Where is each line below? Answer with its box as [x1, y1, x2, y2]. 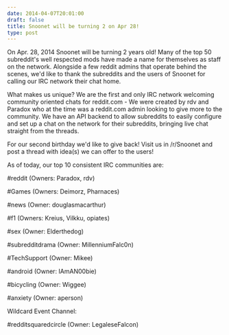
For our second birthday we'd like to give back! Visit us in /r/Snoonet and [7, 140, 213, 148]
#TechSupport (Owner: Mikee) [7, 254, 93, 262]
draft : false [7, 16, 45, 23]
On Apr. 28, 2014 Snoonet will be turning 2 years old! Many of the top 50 [7, 48, 212, 56]
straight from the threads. [7, 127, 80, 135]
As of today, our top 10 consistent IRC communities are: [7, 161, 165, 169]
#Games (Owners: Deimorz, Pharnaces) [7, 187, 120, 196]
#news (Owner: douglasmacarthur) [7, 200, 106, 209]
